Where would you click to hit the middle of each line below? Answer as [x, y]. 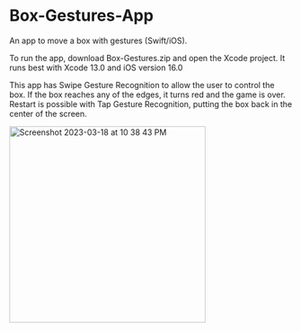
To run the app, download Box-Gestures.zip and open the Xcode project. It [147, 58]
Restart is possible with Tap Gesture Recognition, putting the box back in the [151, 103]
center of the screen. [48, 113]
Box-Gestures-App [82, 16]
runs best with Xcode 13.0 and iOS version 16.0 [96, 67]
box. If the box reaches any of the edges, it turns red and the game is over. [147, 94]
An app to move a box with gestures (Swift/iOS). [98, 40]
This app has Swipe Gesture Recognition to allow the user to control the [142, 85]
